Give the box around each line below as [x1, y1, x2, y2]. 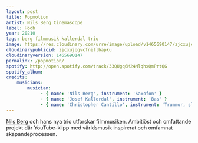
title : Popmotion [6, 14, 49, 20]
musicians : [16, 80, 44, 86]
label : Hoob [6, 25, 35, 31]
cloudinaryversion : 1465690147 [6, 52, 83, 58]
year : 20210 [6, 31, 35, 36]
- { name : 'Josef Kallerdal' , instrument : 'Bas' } [40, 96, 167, 102]
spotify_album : [6, 69, 44, 75]
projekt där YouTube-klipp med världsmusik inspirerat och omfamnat [6, 124, 173, 131]
